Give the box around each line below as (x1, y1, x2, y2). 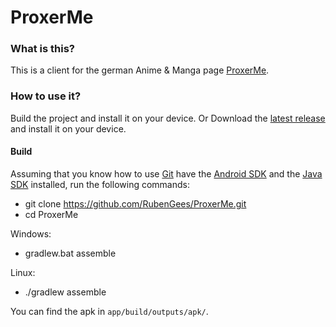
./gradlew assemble (24, 286, 107, 298)
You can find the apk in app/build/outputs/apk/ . (10, 305, 209, 317)
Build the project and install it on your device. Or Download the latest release (10, 112, 326, 124)
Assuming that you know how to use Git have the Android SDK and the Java (10, 167, 323, 180)
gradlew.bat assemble (24, 247, 117, 259)
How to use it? (10, 89, 82, 103)
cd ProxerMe (24, 208, 79, 220)
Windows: (10, 227, 52, 240)
